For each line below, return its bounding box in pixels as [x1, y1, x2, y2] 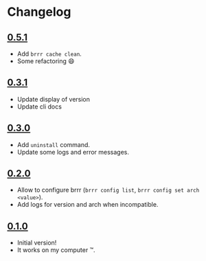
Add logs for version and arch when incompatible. [16, 201, 159, 209]
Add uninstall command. [16, 140, 91, 148]
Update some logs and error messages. [16, 148, 129, 156]
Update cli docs [16, 102, 62, 111]
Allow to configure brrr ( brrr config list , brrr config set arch [16, 186, 200, 194]
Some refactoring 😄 [16, 57, 75, 65]
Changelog [7, 4, 71, 20]
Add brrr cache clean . [16, 49, 82, 58]
